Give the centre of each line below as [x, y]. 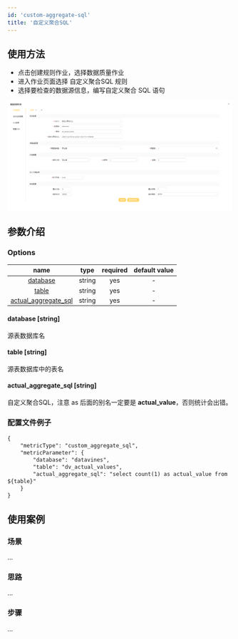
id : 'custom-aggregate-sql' [49, 15]
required [115, 270]
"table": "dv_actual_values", [78, 467]
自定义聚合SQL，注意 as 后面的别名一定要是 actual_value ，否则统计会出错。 [120, 402]
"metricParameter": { [52, 453]
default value [154, 270]
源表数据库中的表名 [36, 369]
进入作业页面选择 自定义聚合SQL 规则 [73, 81]
